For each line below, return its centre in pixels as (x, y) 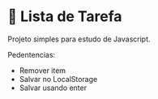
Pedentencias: (32, 54)
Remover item (43, 70)
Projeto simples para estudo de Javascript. (79, 39)
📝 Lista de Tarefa (65, 17)
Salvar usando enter (53, 88)
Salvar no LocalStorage (58, 79)
